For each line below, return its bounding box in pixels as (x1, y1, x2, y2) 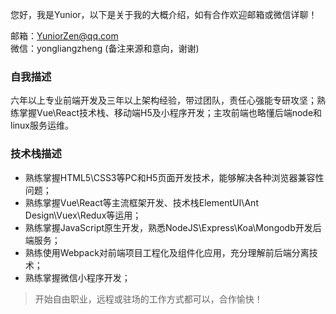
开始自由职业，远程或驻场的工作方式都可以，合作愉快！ (34, 293, 263, 305)
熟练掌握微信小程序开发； (24, 271, 131, 283)
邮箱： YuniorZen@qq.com (10, 30, 119, 42)
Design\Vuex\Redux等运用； (24, 209, 142, 221)
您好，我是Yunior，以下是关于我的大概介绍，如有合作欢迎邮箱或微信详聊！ (10, 9, 318, 20)
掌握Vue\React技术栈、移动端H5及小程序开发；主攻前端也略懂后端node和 (18, 107, 323, 119)
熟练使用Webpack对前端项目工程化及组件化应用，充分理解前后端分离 (24, 246, 310, 258)
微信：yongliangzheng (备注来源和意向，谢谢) (10, 43, 200, 54)
